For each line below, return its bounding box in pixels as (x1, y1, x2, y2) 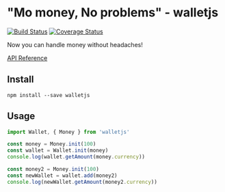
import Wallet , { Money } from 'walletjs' (7, 128, 130, 135)
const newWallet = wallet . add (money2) (7, 172, 118, 179)
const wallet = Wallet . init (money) (7, 147, 109, 154)
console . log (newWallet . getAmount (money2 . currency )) (7, 178, 157, 185)
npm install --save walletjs (7, 92, 90, 98)
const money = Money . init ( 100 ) (7, 141, 96, 148)
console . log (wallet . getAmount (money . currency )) (7, 154, 146, 161)
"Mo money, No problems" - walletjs (7, 5, 219, 20)
